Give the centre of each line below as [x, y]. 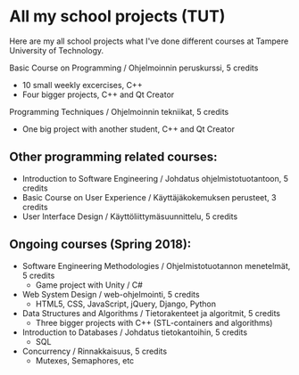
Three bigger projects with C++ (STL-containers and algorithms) [154, 322]
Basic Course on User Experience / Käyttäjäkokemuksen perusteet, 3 [149, 197]
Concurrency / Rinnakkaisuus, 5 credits [95, 351]
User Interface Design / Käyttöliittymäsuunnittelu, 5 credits [130, 216]
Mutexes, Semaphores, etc [85, 360]
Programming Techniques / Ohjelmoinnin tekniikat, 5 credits [119, 111]
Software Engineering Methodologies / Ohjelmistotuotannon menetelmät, [156, 265]
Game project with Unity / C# [89, 285]
